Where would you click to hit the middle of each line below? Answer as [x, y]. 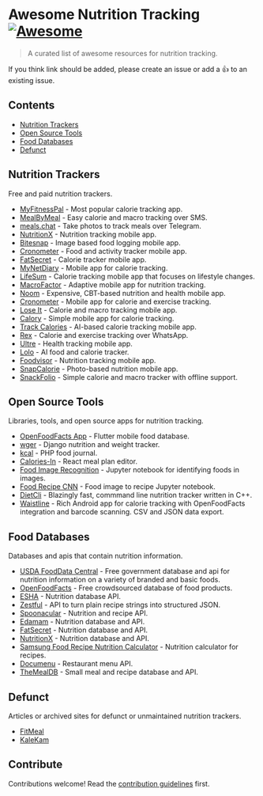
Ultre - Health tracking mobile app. [76, 343]
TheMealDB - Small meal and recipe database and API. [109, 672]
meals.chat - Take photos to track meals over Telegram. [110, 226]
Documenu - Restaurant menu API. [76, 664]
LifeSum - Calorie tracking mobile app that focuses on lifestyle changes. [137, 276]
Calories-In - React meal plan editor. [79, 461]
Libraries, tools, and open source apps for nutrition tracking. [106, 421]
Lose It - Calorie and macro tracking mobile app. [98, 309]
